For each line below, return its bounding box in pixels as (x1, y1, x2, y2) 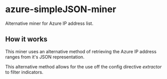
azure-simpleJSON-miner (5, 4, 116, 15)
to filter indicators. (5, 69, 44, 75)
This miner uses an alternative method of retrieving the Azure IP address (5, 48, 157, 54)
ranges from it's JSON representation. (5, 54, 85, 60)
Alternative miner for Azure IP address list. (5, 20, 94, 26)
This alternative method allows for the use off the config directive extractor (5, 63, 162, 69)
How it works (5, 35, 48, 44)
